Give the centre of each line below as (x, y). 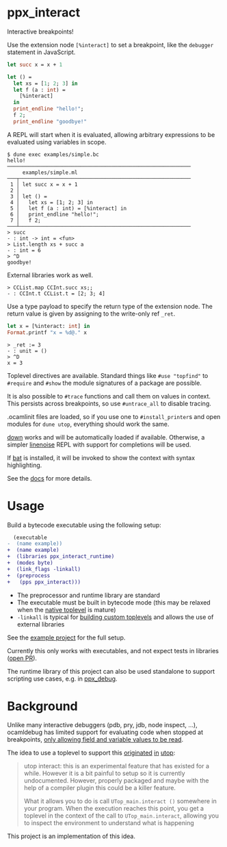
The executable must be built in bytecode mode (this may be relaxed (113, 602)
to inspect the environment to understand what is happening (109, 823)
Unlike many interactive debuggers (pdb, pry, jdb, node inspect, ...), (103, 725)
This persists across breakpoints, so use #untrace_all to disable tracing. (109, 403)
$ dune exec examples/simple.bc (53, 154)
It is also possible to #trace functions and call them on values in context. (109, 396)
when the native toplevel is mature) (66, 609)
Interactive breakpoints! (40, 31)
